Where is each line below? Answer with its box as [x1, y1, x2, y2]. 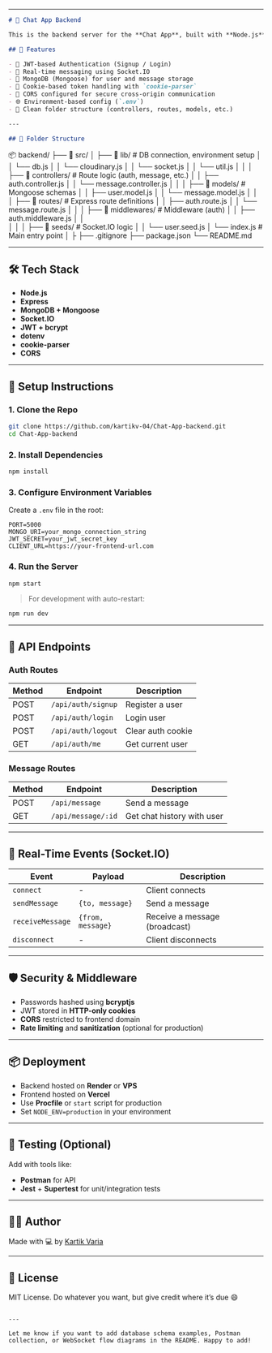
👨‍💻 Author [8, 1214, 62, 1228]
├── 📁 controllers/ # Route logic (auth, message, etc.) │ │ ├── [8, 170, 219, 179]
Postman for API [19, 1174, 76, 1185]
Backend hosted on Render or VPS [19, 1080, 138, 1090]
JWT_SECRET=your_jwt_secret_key [8, 535, 117, 544]
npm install [8, 468, 49, 476]
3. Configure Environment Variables [8, 486, 152, 498]
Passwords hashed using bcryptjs [19, 997, 135, 1006]
